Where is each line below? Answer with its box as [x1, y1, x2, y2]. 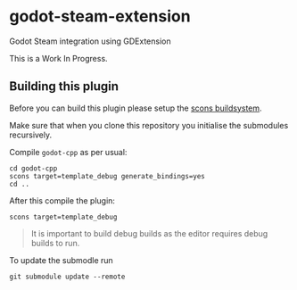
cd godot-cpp [9, 163, 58, 173]
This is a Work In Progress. [9, 53, 109, 63]
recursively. [9, 129, 53, 140]
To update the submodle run [9, 254, 113, 265]
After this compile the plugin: [9, 195, 116, 206]
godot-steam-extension [9, 6, 191, 27]
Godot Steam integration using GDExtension [9, 36, 171, 46]
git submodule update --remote [9, 272, 126, 281]
